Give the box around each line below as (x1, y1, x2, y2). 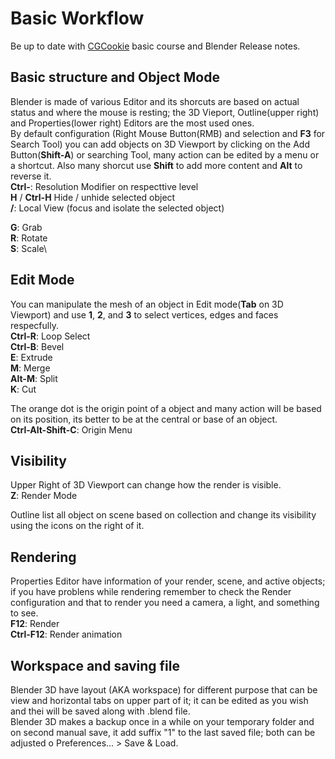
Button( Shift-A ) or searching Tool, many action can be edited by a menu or (10, 148, 320, 161)
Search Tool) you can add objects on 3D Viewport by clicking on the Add (10, 138, 311, 150)
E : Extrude (10, 351, 53, 363)
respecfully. (10, 319, 59, 331)
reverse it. (10, 170, 52, 182)
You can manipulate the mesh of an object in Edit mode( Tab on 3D (10, 298, 284, 310)
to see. (10, 607, 39, 619)
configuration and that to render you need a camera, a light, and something (10, 597, 320, 609)
